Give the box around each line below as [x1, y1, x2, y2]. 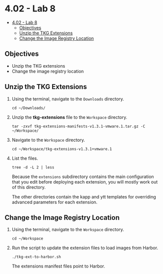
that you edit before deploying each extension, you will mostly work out [11, 179, 158, 184]
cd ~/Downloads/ [11, 105, 46, 110]
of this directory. [11, 184, 46, 190]
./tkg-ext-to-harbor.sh [11, 255, 61, 260]
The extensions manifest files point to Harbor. [11, 263, 105, 269]
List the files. [11, 155, 38, 161]
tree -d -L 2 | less [11, 165, 54, 170]
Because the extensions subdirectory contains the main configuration [11, 174, 154, 180]
